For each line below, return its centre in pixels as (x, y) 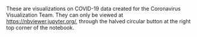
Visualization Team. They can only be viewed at (65, 15)
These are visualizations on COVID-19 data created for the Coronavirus (93, 9)
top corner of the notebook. (40, 27)
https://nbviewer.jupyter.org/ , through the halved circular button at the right (98, 21)
